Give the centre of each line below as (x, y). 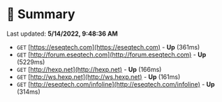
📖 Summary (41, 14)
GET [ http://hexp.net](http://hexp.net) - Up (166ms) (89, 69)
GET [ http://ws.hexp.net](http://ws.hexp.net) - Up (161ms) (98, 77)
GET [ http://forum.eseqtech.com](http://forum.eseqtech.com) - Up (111, 54)
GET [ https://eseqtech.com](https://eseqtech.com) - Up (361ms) (108, 47)
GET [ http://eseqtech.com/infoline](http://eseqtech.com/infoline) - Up (116, 84)
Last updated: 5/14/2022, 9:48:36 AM (62, 34)
